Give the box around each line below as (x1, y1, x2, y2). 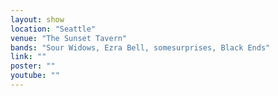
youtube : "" (10, 71, 60, 81)
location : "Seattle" (10, 24, 97, 34)
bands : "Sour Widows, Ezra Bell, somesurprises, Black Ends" (10, 42, 271, 53)
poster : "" (10, 61, 56, 71)
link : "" (10, 52, 47, 62)
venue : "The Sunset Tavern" (10, 33, 128, 43)
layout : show (10, 14, 65, 25)
